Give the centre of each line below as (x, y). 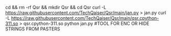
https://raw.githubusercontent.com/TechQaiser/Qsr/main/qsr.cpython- (85, 18)
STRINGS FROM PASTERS (33, 29)
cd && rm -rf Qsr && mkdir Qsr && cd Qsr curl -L (56, 7)
